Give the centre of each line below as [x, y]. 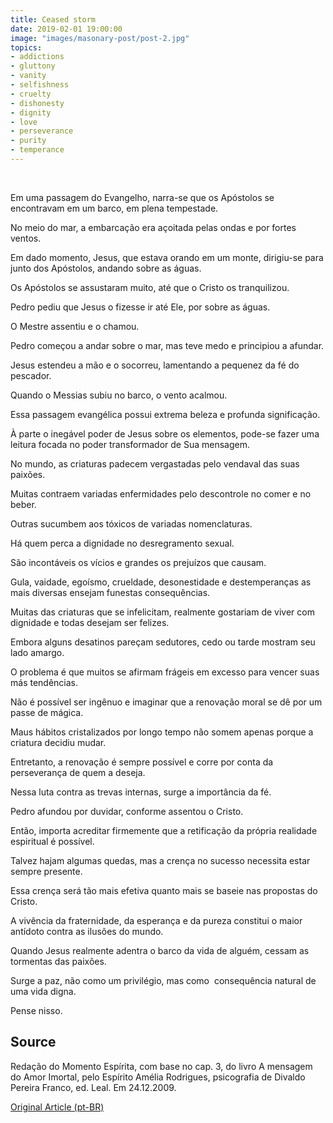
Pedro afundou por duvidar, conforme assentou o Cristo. [127, 811]
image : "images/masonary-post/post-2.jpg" [100, 38]
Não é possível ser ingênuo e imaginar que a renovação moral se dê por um [166, 702]
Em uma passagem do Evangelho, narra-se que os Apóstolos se [142, 197]
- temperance [37, 150]
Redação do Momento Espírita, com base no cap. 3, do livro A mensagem [161, 1066]
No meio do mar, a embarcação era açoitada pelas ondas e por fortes [153, 227]
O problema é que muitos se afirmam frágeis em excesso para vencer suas [165, 672]
